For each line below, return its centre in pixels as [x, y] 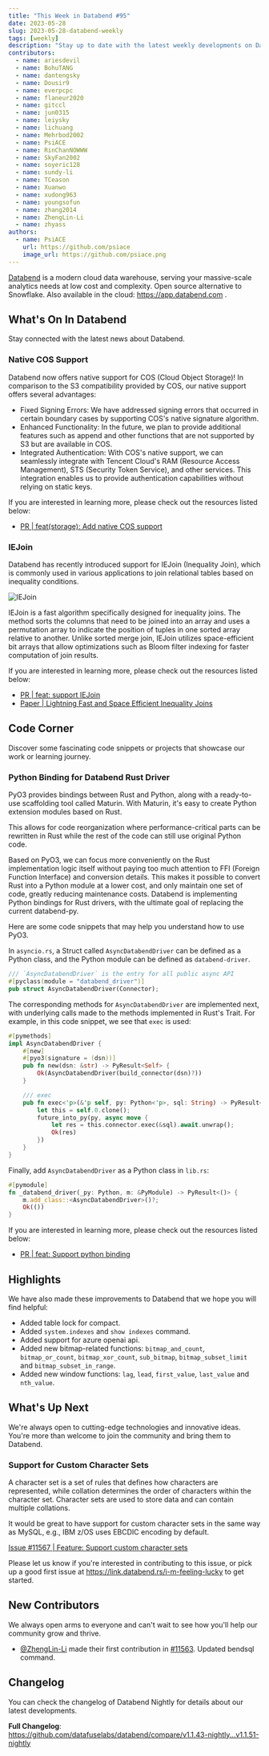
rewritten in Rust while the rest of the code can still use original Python [125, 836]
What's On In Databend [68, 320]
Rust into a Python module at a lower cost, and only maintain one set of [126, 886]
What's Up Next [49, 1408]
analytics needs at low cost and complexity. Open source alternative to [125, 286]
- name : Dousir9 [42, 83]
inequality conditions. [44, 582]
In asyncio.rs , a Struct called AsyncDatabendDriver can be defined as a [125, 951]
